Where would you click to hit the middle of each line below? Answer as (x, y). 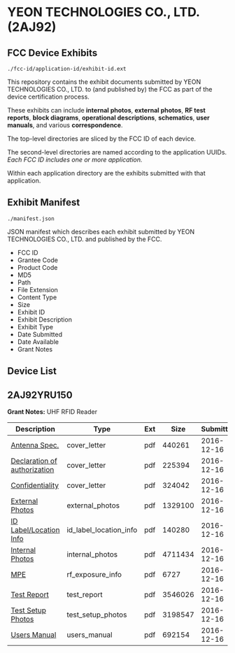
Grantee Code (37, 260)
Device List (32, 371)
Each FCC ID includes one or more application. (75, 159)
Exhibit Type (35, 326)
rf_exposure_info (94, 575)
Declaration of (34, 461)
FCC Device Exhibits (52, 53)
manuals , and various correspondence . (65, 125)
